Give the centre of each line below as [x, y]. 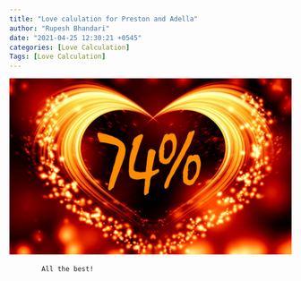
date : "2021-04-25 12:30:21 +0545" [76, 38]
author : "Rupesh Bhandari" [60, 28]
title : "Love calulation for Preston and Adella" [104, 19]
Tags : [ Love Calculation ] [57, 57]
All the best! [68, 269]
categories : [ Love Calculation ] [69, 47]
